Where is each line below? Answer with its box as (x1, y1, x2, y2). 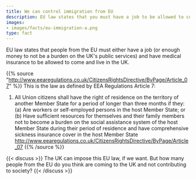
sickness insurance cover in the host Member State (14, 131, 138, 138)
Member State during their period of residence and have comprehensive (14, 125, 188, 132)
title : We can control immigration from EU (6, 8, 114, 15)
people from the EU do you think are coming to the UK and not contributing (6, 161, 187, 168)
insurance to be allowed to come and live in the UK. (6, 59, 130, 66)
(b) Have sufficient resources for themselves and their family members (14, 112, 185, 120)
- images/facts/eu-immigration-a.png (6, 25, 98, 31)
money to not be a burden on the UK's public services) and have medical (6, 53, 181, 60)
